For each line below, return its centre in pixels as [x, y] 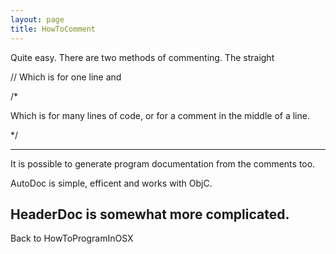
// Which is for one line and [66, 77]
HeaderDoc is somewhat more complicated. [150, 214]
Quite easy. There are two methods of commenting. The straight [142, 57]
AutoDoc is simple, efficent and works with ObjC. [111, 183]
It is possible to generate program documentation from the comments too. [163, 163]
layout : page [37, 19]
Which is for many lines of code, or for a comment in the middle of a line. [160, 115]
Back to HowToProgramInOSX [72, 238]
